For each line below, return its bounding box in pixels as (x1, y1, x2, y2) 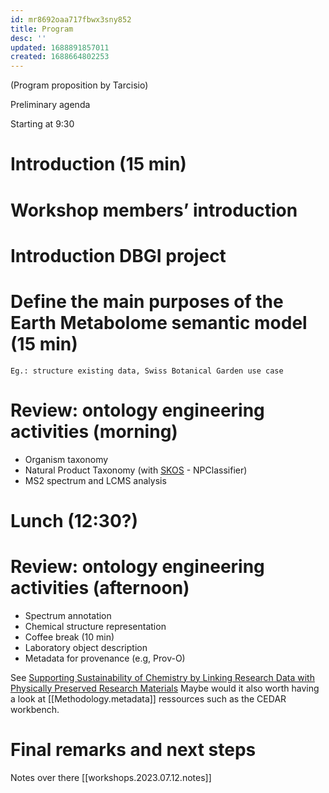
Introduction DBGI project (10, 244, 227, 267)
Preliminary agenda (10, 99, 91, 111)
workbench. (10, 703, 60, 715)
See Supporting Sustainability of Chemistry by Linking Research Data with (10, 671, 315, 683)
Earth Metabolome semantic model (10, 311, 308, 334)
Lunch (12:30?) (10, 509, 139, 532)
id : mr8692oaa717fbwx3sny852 (10, 14, 132, 25)
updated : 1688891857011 (10, 42, 110, 53)
